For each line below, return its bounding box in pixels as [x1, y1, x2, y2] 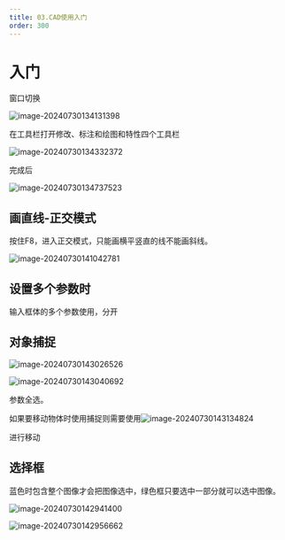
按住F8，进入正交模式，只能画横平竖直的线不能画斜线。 [9, 235, 212, 246]
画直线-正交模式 [9, 210, 96, 226]
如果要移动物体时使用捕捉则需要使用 [9, 413, 142, 423]
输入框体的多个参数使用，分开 [9, 306, 118, 317]
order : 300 [9, 21, 50, 30]
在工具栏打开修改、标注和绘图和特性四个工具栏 [9, 129, 180, 140]
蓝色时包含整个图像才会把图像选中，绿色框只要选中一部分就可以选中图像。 [9, 485, 281, 496]
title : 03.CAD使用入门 [9, 12, 88, 22]
